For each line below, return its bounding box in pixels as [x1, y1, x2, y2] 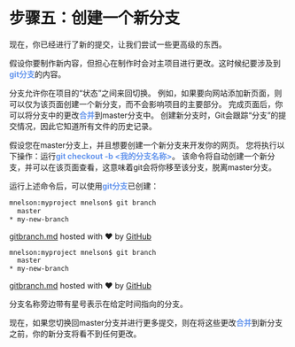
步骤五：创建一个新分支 [9, 8, 181, 28]
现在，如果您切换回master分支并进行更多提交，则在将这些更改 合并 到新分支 [9, 318, 283, 328]
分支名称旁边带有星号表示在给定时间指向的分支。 [9, 298, 188, 310]
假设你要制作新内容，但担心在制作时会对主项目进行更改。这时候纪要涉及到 [9, 58, 281, 68]
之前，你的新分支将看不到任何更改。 [9, 328, 142, 339]
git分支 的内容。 [9, 68, 66, 80]
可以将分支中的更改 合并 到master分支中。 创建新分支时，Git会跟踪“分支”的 [9, 110, 279, 120]
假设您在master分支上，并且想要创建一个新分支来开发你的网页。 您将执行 [9, 139, 277, 150]
